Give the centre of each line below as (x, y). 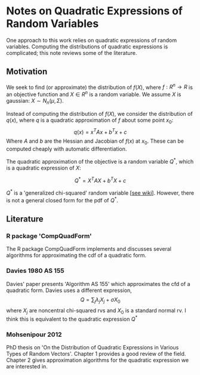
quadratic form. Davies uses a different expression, (69, 290)
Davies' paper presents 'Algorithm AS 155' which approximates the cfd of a (98, 284)
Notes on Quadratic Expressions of (95, 11)
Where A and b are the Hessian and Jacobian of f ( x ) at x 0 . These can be (95, 142)
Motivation (27, 72)
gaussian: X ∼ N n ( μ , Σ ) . (35, 102)
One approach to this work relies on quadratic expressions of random (92, 40)
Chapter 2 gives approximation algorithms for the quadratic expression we (98, 360)
